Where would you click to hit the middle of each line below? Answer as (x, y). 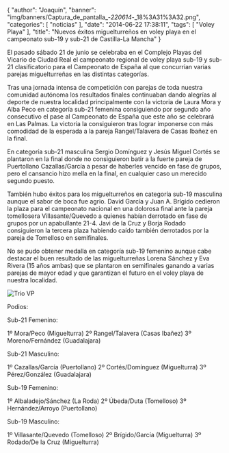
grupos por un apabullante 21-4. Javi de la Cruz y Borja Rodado (96, 223)
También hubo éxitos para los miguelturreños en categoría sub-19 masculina (115, 194)
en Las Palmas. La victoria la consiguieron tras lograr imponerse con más (110, 124)
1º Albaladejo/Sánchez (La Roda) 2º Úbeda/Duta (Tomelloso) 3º (97, 401)
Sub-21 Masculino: (33, 354)
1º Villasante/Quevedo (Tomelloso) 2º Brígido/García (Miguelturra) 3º (104, 435)
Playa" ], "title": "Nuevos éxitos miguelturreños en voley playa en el (102, 32)
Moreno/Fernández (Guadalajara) (54, 341)
